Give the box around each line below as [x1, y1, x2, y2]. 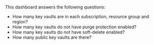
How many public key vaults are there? [12, 34, 92, 40]
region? [12, 19, 28, 24]
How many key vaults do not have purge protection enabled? [12, 24, 137, 30]
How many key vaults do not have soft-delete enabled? [12, 29, 125, 35]
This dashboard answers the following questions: [5, 4, 105, 10]
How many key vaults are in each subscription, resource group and [12, 14, 150, 19]
